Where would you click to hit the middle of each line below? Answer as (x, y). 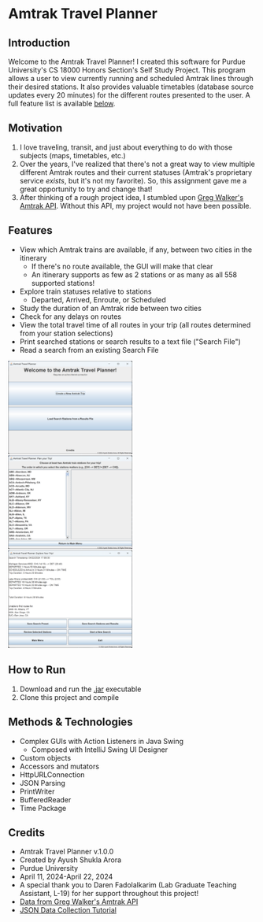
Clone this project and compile (69, 697)
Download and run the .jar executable (80, 689)
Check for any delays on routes (70, 317)
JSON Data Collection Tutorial (68, 910)
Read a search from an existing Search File (89, 350)
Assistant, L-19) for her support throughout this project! (109, 894)
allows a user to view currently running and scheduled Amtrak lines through (131, 78)
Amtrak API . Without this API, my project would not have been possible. (135, 206)
